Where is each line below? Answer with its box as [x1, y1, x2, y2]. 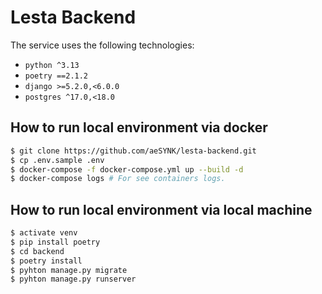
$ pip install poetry [10, 237, 101, 247]
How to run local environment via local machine [10, 201, 313, 218]
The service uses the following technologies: [10, 39, 195, 51]
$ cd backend [10, 246, 65, 256]
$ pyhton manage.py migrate [10, 265, 128, 275]
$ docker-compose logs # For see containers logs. [10, 174, 226, 184]
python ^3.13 [24, 60, 80, 70]
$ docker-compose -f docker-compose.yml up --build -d [10, 164, 244, 175]
